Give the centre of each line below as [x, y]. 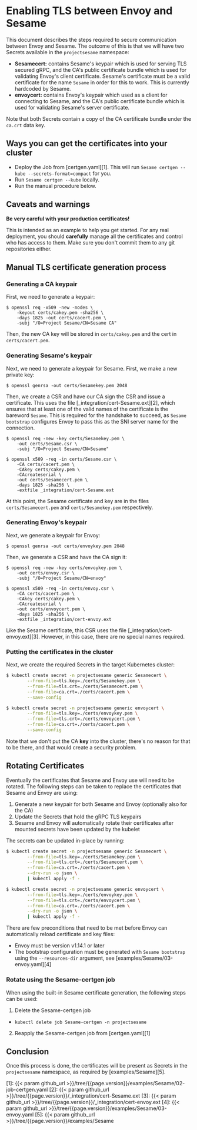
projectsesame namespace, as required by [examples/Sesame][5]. [86, 1072]
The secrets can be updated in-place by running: [65, 840]
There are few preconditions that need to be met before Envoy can [87, 928]
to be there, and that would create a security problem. [71, 747]
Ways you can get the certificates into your [87, 143]
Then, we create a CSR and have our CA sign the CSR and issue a [86, 397]
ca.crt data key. [26, 125]
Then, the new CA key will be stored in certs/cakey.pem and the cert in [91, 334]
